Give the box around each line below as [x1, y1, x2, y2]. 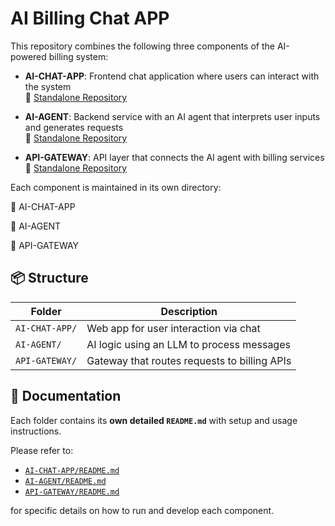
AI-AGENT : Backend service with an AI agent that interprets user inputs [24, 110, 321, 122]
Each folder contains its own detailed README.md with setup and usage [10, 414, 298, 426]
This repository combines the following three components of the [10, 40, 275, 52]
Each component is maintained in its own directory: [10, 181, 222, 193]
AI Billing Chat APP [10, 7, 170, 30]
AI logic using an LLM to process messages [86, 337, 291, 351]
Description [160, 304, 218, 318]
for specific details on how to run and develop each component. [10, 504, 275, 516]
